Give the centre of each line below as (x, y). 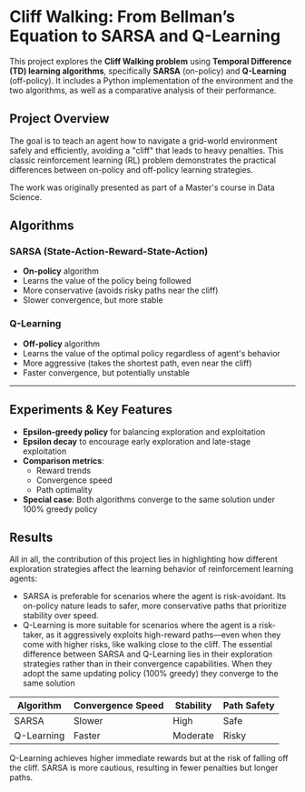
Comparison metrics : (63, 460)
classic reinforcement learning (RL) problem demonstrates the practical (143, 160)
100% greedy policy (60, 509)
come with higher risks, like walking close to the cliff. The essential (147, 645)
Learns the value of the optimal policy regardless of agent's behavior (152, 353)
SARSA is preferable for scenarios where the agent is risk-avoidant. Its (154, 597)
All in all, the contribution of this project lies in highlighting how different (144, 559)
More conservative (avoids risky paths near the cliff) (120, 291)
